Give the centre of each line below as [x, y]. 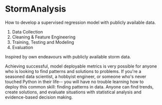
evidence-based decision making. [39, 97]
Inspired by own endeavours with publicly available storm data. [68, 56]
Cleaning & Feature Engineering [44, 37]
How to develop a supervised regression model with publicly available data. [81, 22]
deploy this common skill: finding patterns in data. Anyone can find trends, [79, 87]
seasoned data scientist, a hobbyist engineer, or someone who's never [76, 76]
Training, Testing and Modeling [43, 42]
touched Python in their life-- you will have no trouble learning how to [74, 82]
